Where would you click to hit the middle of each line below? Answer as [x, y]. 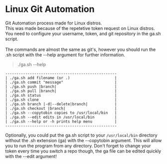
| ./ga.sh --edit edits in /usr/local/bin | [61, 117]
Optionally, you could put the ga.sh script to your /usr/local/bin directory [82, 135]
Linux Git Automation [50, 9]
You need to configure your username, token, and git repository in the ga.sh [83, 33]
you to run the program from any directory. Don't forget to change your [78, 146]
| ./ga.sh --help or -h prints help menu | [61, 121]
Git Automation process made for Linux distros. [54, 23]
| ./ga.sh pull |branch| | [61, 91]
